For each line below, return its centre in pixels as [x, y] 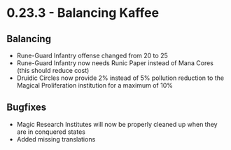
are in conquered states [51, 132]
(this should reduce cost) [53, 70]
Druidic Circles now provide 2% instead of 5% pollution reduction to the [120, 78]
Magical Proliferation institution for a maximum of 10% [94, 85]
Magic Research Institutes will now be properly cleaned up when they [117, 124]
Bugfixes [27, 108]
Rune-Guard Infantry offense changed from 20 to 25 [92, 55]
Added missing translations [56, 139]
